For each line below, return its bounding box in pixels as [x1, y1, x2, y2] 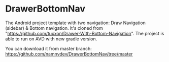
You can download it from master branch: [5, 45, 92, 51]
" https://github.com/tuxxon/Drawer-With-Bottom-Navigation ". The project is [5, 30, 164, 36]
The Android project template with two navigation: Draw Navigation [5, 20, 146, 26]
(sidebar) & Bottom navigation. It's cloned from [5, 25, 103, 31]
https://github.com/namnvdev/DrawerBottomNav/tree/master [5, 51, 133, 57]
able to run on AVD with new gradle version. [5, 36, 97, 42]
